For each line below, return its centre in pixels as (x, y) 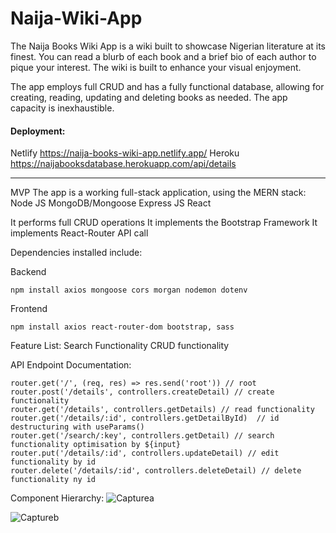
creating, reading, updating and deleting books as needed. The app (149, 97)
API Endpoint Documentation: (71, 365)
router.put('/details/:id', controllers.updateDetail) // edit (145, 453)
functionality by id (53, 462)
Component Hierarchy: (57, 498)
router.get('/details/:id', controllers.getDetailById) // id (145, 418)
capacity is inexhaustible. (62, 108)
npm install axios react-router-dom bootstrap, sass (122, 327)
